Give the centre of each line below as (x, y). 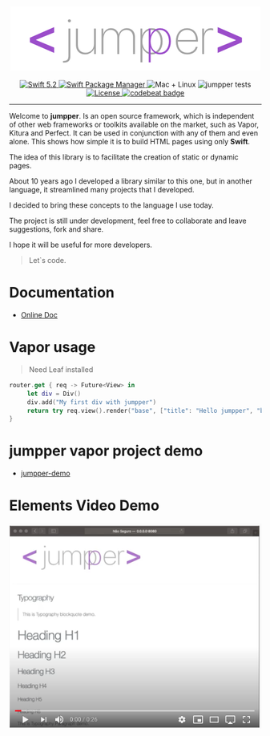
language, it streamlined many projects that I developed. (102, 190)
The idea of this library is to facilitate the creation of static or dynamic (124, 157)
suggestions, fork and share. (56, 229)
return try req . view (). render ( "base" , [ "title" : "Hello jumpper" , (140, 410)
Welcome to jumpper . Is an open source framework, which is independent (132, 116)
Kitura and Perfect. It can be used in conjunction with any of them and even (134, 133)
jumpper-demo (45, 473)
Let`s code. (47, 260)
